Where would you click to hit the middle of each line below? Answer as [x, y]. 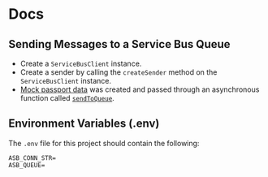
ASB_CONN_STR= [32, 158]
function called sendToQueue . [67, 98]
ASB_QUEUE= [27, 165]
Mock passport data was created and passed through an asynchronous [140, 89]
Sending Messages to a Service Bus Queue [119, 44]
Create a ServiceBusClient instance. [81, 63]
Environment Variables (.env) [84, 124]
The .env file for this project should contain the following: [104, 143]
